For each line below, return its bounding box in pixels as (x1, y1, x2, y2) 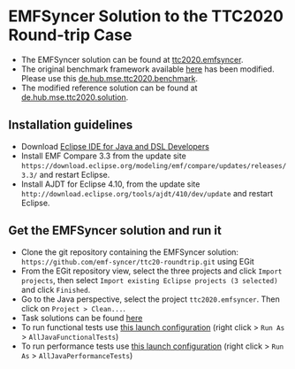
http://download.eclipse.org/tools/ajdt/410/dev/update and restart (20, 188, 273, 198)
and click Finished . (20, 284, 91, 295)
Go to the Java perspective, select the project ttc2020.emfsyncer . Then (20, 294, 280, 304)
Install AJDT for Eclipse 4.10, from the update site (20, 179, 200, 189)
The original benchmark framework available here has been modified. (20, 64, 275, 74)
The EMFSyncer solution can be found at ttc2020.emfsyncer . (20, 54, 244, 65)
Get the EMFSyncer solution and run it (8, 223, 222, 238)
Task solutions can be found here (20, 312, 143, 323)
